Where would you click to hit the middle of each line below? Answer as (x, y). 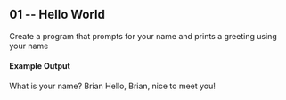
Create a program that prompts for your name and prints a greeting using (143, 36)
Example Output (40, 66)
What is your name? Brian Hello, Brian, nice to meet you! (113, 86)
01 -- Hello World (57, 15)
